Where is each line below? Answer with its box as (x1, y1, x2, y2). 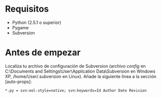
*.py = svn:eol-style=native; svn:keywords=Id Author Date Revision (5, 88, 147, 93)
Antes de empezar (5, 47, 81, 58)
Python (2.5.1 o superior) (12, 20, 62, 25)
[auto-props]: (5, 78, 32, 84)
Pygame (12, 24, 29, 30)
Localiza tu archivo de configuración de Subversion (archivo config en (5, 63, 146, 69)
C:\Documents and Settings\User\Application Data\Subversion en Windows (5, 68, 156, 74)
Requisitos (5, 3, 49, 15)
